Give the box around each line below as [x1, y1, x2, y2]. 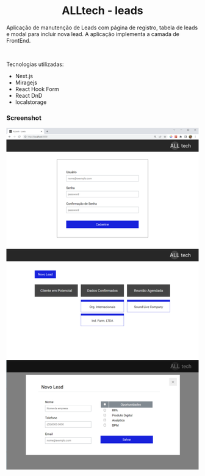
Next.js [15, 72, 34, 79]
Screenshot [6, 114, 41, 122]
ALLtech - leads [62, 4, 143, 18]
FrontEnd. [6, 37, 31, 44]
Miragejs [15, 79, 38, 86]
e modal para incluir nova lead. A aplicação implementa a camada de [6, 30, 180, 37]
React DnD [15, 92, 43, 99]
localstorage [15, 98, 47, 106]
